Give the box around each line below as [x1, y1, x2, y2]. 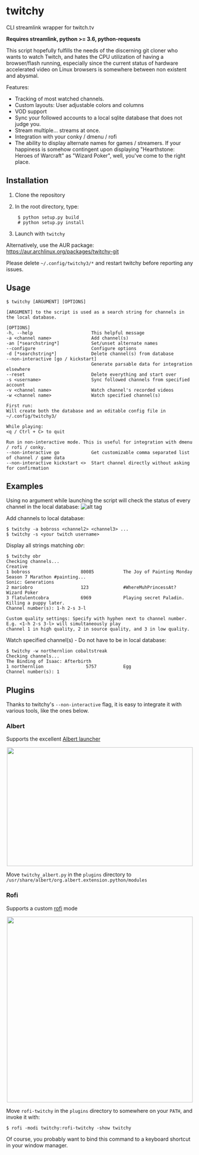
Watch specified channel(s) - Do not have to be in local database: [6, 637, 167, 644]
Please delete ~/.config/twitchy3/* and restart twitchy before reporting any [6, 259, 193, 266]
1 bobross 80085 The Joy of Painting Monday [6, 569, 193, 575]
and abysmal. [6, 72, 39, 79]
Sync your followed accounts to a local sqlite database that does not [14, 114, 182, 121]
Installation [6, 175, 49, 185]
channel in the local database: [6, 503, 80, 511]
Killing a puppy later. [6, 600, 65, 606]
